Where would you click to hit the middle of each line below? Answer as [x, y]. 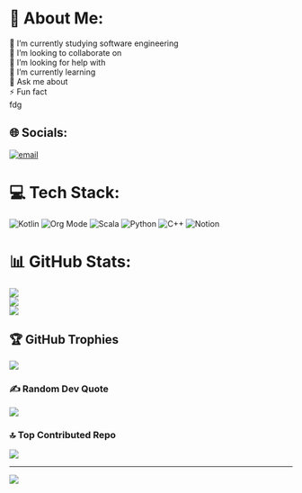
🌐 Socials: [39, 133]
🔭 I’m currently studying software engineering [94, 43]
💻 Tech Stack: [65, 192]
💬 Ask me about [39, 81]
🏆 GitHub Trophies [64, 340]
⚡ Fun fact [28, 91]
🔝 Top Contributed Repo [63, 435]
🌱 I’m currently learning [53, 72]
